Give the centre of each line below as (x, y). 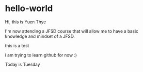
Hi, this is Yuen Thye (25, 22)
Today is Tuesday (23, 64)
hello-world (29, 8)
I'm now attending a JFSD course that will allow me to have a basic (72, 31)
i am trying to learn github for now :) (41, 55)
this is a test (17, 45)
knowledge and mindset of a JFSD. (40, 36)
